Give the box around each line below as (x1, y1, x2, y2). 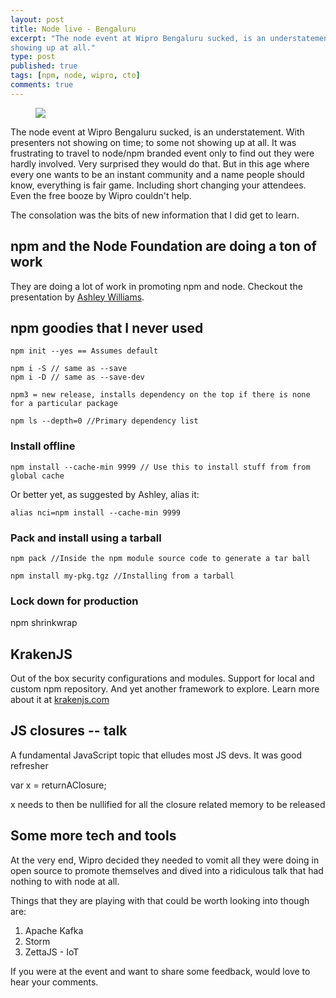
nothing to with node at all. (10, 875, 120, 887)
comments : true (10, 80, 74, 90)
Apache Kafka (24, 924, 84, 936)
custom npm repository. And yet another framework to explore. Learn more (10, 683, 320, 695)
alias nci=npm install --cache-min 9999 (10, 507, 182, 518)
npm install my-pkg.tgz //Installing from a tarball (10, 571, 235, 581)
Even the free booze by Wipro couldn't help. (10, 189, 192, 201)
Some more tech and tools (10, 827, 177, 845)
